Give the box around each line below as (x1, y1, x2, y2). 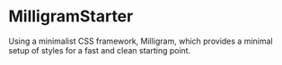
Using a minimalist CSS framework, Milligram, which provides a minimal (8, 36, 273, 46)
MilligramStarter (8, 6, 134, 27)
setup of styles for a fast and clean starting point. (8, 45, 191, 55)
